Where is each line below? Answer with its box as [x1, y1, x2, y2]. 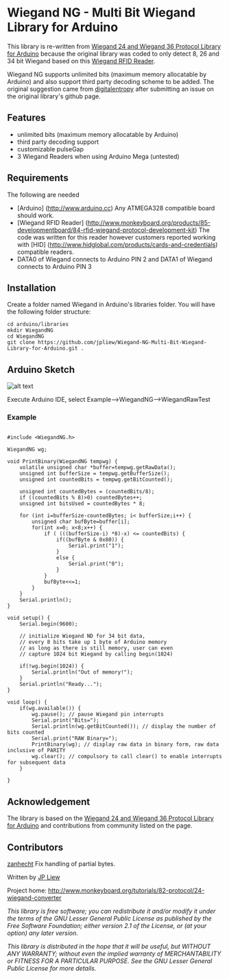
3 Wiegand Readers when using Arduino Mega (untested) [16, 152, 180, 160]
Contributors [7, 841, 64, 853]
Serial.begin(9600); [19, 621, 78, 627]
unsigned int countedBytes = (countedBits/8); [19, 488, 155, 495]
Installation [7, 282, 56, 294]
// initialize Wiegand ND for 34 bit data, [19, 633, 146, 640]
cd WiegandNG [7, 333, 45, 340]
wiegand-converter [7, 894, 62, 902]
